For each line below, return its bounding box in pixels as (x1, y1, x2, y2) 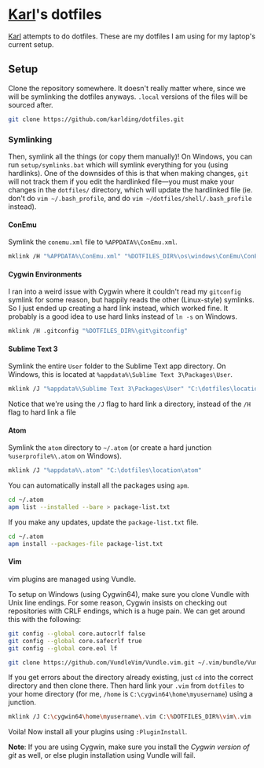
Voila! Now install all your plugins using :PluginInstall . (8, 727, 188, 737)
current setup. (8, 39, 54, 49)
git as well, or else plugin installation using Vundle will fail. (8, 751, 196, 760)
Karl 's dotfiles (8, 5, 102, 24)
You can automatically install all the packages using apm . (8, 481, 190, 490)
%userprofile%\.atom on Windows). (8, 452, 122, 461)
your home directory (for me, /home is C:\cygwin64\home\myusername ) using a (8, 689, 254, 699)
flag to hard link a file (8, 408, 77, 417)
